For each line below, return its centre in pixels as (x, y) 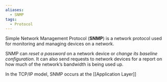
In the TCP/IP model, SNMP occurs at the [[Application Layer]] (71, 74)
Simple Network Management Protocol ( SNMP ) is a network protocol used (83, 38)
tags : (11, 19)
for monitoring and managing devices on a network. (60, 44)
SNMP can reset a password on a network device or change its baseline (81, 54)
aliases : (15, 10)
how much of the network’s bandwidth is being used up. (64, 64)
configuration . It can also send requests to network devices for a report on (84, 59)
